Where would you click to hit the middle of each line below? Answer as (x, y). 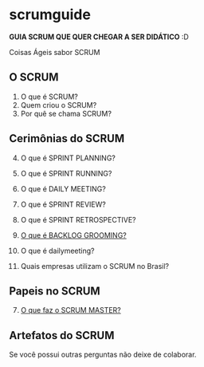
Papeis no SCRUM (55, 291)
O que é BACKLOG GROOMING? (73, 235)
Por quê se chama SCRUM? (66, 113)
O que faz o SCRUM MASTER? (71, 310)
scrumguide (50, 15)
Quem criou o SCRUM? (59, 105)
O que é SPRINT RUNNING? (66, 173)
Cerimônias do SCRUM (67, 138)
